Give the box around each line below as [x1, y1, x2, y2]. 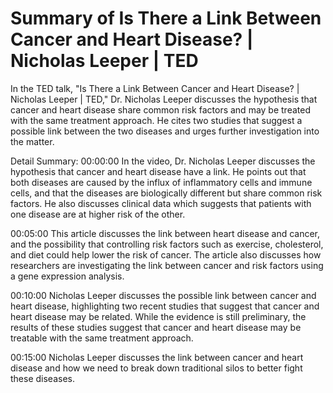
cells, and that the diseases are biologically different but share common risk [10, 187, 323, 199]
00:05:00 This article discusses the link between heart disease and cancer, [10, 227, 321, 239]
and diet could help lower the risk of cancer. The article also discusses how [10, 248, 322, 261]
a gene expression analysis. [10, 270, 125, 282]
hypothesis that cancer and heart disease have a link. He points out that [10, 165, 307, 177]
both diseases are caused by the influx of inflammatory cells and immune [10, 176, 313, 188]
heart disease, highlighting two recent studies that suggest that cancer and [10, 300, 320, 312]
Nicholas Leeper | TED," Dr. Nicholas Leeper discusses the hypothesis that [10, 93, 318, 105]
